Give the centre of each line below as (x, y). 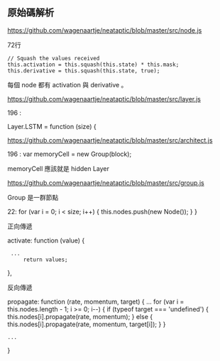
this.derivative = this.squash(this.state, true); (84, 71)
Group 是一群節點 (33, 197)
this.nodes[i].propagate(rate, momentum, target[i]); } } (87, 324)
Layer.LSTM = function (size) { (52, 126)
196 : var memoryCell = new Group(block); (70, 154)
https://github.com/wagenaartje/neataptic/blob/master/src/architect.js (110, 140)
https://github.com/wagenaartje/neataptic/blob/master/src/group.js (106, 182)
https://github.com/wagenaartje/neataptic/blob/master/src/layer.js (104, 99)
